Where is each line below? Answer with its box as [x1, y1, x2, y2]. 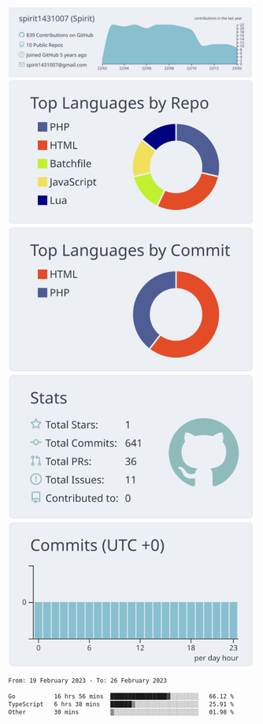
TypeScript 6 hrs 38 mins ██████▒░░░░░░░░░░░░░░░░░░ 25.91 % [8, 700, 235, 708]
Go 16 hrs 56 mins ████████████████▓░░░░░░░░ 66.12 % [8, 692, 235, 700]
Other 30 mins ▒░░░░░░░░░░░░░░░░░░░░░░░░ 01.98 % [8, 708, 235, 716]
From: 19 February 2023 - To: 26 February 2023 [8, 677, 168, 685]
